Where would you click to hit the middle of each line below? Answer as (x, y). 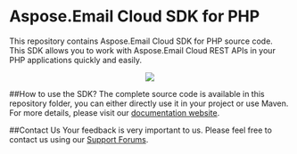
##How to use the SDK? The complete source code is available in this (137, 93)
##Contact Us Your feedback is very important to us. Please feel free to (140, 130)
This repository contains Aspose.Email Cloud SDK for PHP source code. (141, 41)
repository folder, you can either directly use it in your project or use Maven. (149, 103)
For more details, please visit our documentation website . (115, 112)
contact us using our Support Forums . (79, 139)
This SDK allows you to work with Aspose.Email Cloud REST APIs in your (143, 50)
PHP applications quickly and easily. (76, 60)
